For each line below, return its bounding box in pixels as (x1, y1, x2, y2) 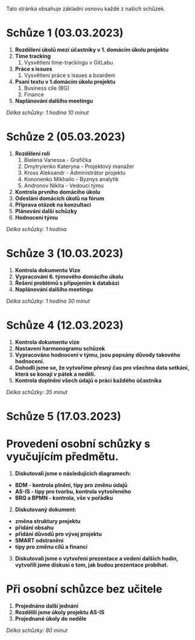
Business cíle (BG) (23, 84, 70, 92)
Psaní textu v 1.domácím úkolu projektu (14, 78, 116, 85)
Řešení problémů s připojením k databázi (14, 279, 120, 287)
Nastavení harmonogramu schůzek (14, 344, 105, 352)
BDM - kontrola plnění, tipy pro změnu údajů (14, 481, 128, 488)
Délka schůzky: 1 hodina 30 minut (6, 297, 90, 305)
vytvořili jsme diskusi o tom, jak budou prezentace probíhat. (14, 561, 169, 568)
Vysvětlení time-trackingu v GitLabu (23, 58, 113, 66)
